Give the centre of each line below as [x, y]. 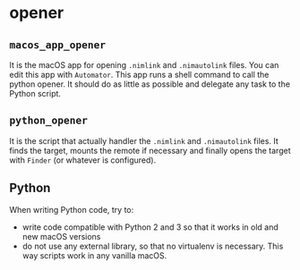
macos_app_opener [57, 45]
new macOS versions [61, 236]
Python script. [35, 93]
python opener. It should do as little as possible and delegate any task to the [150, 84]
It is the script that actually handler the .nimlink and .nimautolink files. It [144, 140]
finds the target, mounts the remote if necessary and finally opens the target [150, 150]
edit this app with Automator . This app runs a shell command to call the [139, 75]
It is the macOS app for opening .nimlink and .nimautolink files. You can [144, 65]
